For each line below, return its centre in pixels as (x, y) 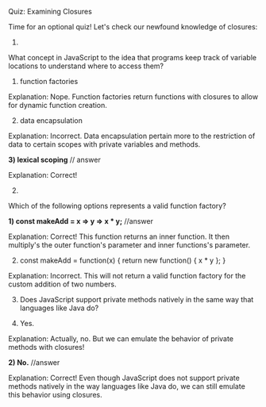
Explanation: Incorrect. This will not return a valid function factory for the (127, 276)
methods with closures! (46, 347)
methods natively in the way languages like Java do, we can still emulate (127, 386)
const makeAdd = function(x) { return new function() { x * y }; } (123, 260)
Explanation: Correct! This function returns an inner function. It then (119, 236)
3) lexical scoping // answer (54, 159)
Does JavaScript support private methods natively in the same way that (137, 299)
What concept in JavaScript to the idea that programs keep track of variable (132, 58)
